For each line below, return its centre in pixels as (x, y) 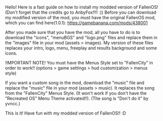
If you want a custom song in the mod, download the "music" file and (75, 83)
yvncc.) (13, 104)
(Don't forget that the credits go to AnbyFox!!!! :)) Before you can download (81, 12)
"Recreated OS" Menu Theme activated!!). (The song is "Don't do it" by (77, 98)
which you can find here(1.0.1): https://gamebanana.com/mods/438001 (76, 23)
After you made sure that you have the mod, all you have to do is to (73, 32)
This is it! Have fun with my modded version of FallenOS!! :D (66, 113)
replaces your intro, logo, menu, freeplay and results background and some (81, 48)
